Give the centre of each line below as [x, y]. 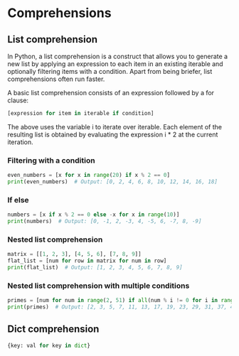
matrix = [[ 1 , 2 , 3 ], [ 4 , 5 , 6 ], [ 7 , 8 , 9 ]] [74, 254]
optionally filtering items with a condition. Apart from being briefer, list [110, 71]
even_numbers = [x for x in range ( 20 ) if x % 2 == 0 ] [89, 176]
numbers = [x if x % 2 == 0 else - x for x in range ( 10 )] [94, 215]
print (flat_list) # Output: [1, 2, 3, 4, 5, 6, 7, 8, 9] [95, 268]
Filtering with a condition [51, 160]
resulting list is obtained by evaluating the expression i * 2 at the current [113, 134]
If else [18, 200]
